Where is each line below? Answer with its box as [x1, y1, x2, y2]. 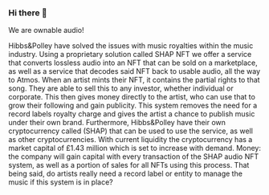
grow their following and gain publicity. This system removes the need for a [8, 100, 258, 111]
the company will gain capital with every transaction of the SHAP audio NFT [8, 152, 259, 161]
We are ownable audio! [8, 26, 84, 35]
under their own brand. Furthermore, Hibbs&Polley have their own [8, 118, 226, 128]
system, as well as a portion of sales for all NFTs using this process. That [8, 160, 250, 170]
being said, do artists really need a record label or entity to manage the [8, 169, 243, 179]
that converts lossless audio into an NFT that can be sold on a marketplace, [8, 58, 259, 67]
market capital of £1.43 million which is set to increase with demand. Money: [8, 144, 261, 153]
